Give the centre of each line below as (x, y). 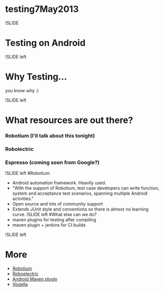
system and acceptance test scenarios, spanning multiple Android (80, 193)
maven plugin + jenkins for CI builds (49, 225)
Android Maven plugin (35, 279)
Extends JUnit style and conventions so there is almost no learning (80, 209)
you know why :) (22, 90)
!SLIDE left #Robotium (27, 173)
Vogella (20, 285)
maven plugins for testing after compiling (54, 220)
